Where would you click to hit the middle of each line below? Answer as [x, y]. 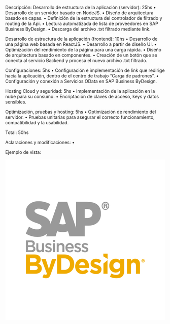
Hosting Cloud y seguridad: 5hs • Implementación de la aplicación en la [80, 91]
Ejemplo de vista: [23, 152]
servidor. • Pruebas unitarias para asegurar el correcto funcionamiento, [80, 117]
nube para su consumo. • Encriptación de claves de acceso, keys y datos [82, 97]
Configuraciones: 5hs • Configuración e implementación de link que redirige [85, 70]
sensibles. [16, 102]
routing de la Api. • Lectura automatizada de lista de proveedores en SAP [82, 23]
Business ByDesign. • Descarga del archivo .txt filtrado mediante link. [78, 29]
